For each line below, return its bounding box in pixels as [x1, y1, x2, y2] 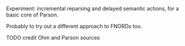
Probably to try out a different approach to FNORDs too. [6, 23, 142, 29]
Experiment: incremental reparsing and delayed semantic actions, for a [6, 5, 179, 12]
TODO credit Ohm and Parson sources [6, 34, 100, 41]
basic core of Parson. [6, 11, 59, 18]
